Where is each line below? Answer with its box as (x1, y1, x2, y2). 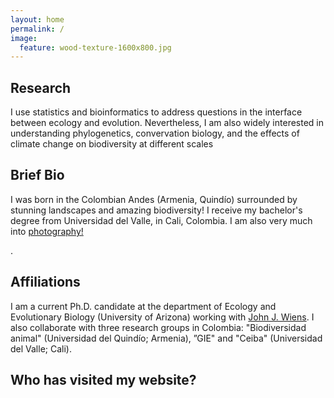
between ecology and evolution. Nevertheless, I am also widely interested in (10, 117, 325, 129)
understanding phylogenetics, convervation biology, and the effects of (10, 127, 300, 140)
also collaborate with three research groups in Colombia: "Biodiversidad (10, 321, 307, 333)
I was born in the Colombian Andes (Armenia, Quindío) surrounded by (10, 193, 298, 205)
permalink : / (10, 24, 65, 34)
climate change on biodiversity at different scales (10, 138, 214, 150)
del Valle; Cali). (10, 342, 72, 355)
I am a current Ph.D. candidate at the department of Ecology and (10, 300, 277, 312)
